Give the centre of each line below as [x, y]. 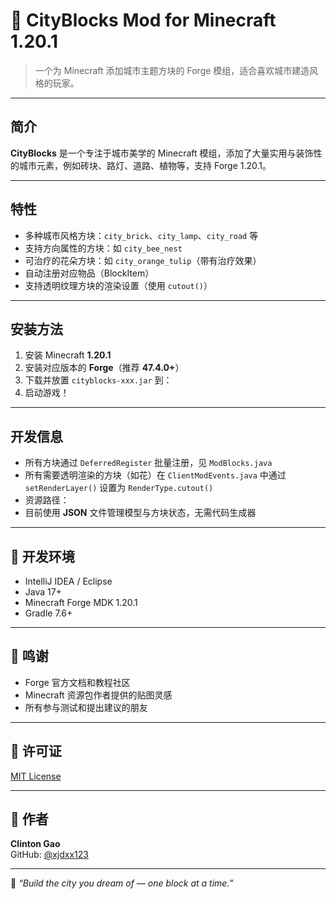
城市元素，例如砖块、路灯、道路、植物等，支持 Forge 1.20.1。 [145, 165]
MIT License [36, 776]
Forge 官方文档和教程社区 [77, 682]
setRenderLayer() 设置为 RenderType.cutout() [119, 488]
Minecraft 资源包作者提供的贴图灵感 [98, 695]
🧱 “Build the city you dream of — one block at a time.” [122, 883]
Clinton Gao [35, 844]
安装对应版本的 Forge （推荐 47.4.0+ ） [104, 368]
